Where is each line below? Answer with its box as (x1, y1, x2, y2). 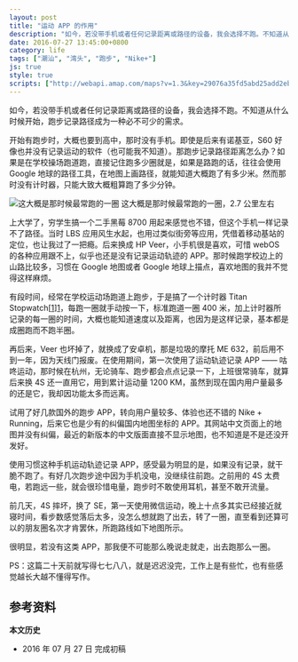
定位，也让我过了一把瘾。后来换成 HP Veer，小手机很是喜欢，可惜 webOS (9, 239, 280, 250)
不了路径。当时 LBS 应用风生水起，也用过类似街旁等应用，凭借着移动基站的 (9, 227, 285, 238)
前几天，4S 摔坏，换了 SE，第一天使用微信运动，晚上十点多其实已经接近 (9, 499, 275, 511)
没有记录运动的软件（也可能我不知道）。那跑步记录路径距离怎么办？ (32, 146, 278, 156)
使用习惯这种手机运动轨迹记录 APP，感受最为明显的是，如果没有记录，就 (9, 459, 276, 469)
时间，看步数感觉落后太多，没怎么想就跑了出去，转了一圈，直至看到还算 (16, 511, 281, 522)
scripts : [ (9, 79, 50, 88)
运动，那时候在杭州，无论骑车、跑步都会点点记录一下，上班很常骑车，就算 (16, 365, 289, 376)
